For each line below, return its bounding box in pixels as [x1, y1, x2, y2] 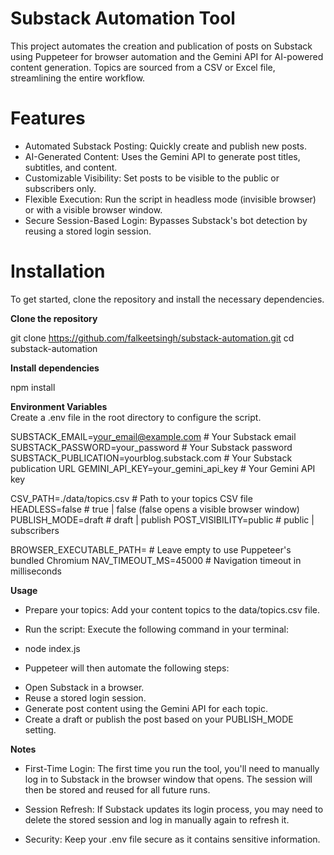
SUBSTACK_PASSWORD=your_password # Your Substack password [10, 441, 293, 453]
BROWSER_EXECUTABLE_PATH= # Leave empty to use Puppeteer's [10, 543, 292, 556]
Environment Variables [10, 400, 108, 412]
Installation [10, 260, 106, 283]
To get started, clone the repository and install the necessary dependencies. [10, 293, 325, 305]
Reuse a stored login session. [24, 692, 147, 704]
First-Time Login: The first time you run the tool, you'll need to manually [24, 762, 320, 774]
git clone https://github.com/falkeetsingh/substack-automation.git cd [10, 332, 295, 344]
